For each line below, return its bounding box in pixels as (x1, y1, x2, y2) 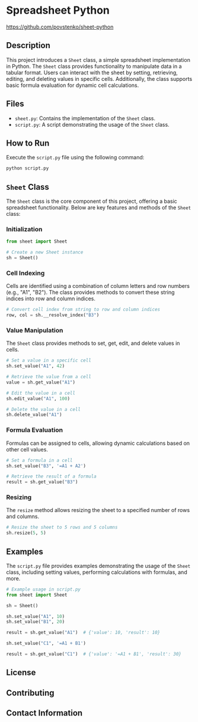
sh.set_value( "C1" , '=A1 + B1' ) (6, 641, 86, 646)
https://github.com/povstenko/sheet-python (6, 23, 114, 30)
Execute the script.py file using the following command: (6, 154, 145, 161)
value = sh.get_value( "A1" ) (6, 379, 76, 385)
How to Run (6, 138, 50, 148)
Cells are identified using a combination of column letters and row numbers (6, 282, 190, 290)
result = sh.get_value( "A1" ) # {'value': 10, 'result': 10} (6, 630, 161, 636)
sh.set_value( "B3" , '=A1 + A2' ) (6, 463, 86, 469)
